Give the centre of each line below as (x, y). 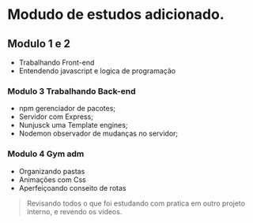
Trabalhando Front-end (57, 62)
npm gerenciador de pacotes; (67, 109)
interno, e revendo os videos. (74, 211)
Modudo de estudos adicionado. (116, 15)
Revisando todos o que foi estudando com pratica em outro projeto (136, 203)
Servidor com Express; (56, 117)
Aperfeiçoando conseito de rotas (72, 188)
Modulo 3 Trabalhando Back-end (72, 91)
